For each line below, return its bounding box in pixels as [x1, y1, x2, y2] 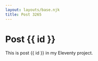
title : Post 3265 [5, 12, 42, 17]
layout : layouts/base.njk [5, 7, 60, 12]
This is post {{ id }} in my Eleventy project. [5, 50, 93, 56]
